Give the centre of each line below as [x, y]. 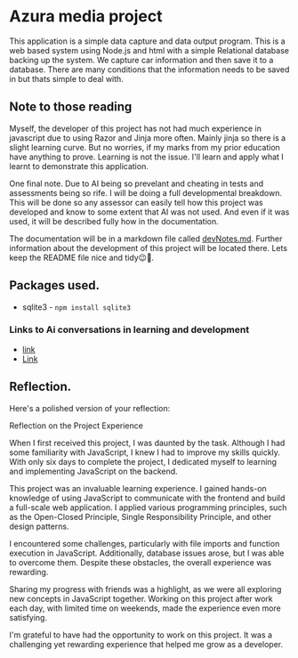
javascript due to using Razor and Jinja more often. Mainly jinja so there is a [148, 138]
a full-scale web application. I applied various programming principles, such [148, 507]
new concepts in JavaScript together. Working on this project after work [141, 598]
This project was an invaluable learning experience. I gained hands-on [138, 488]
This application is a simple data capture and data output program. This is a [148, 41]
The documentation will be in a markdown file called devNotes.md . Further [146, 239]
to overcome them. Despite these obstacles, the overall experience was [141, 562]
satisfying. [28, 617]
